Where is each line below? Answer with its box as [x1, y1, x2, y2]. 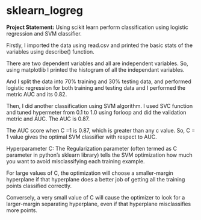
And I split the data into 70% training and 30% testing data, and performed [6, 78, 191, 85]
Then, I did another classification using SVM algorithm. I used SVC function [6, 102, 193, 109]
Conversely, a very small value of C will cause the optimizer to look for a [6, 193, 185, 201]
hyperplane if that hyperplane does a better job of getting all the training [6, 175, 185, 183]
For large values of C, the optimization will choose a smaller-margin [6, 169, 173, 177]
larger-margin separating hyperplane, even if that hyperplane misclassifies [6, 200, 191, 207]
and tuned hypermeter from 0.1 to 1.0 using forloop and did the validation [6, 108, 187, 116]
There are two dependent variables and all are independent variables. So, [6, 60, 188, 67]
